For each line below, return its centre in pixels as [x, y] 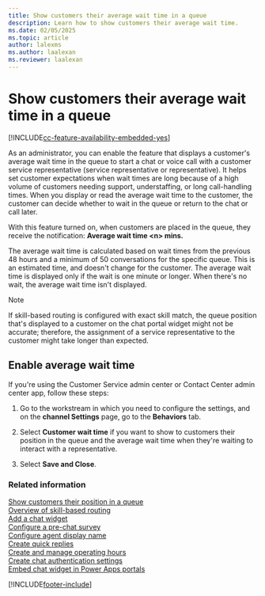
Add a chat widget [38, 518]
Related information [47, 484]
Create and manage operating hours [67, 552]
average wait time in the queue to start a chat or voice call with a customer [130, 161]
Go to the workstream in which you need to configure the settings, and [135, 408]
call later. [23, 211]
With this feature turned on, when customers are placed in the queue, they [130, 227]
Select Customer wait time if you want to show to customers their [127, 431]
